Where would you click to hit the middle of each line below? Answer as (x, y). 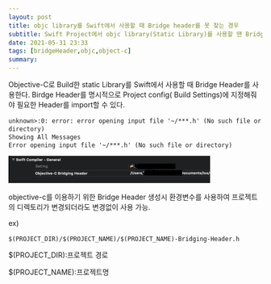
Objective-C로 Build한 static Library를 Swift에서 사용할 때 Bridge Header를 (129, 84)
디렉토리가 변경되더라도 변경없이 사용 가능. (83, 207)
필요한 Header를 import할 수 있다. (71, 104)
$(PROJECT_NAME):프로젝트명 (59, 272)
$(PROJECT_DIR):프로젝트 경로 (58, 255)
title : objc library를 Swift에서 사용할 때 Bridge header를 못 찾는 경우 (124, 25)
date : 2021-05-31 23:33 (48, 43)
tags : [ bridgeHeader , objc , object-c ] (70, 51)
